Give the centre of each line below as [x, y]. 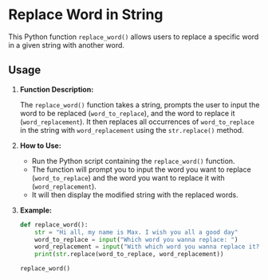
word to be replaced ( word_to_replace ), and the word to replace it [127, 113]
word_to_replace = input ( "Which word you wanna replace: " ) [136, 239]
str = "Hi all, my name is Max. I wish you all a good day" [136, 232]
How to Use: [40, 146]
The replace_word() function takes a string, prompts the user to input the [140, 104]
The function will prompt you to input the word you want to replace [141, 169]
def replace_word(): [54, 224]
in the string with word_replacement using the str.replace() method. [132, 130]
